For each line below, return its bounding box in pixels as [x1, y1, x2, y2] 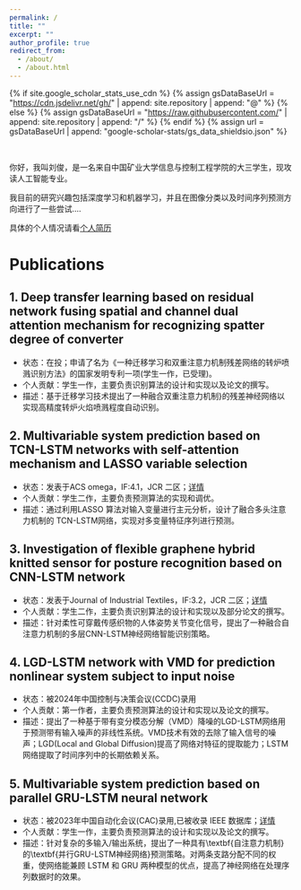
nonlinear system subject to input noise [9, 668, 236, 684]
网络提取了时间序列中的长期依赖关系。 [21, 750, 164, 761]
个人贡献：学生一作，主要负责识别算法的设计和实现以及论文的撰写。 [21, 379, 274, 390]
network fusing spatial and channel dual [9, 304, 239, 319]
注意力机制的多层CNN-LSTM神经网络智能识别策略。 [21, 628, 215, 639]
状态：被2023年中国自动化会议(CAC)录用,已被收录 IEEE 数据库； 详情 [21, 816, 276, 826]
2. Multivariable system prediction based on [9, 428, 261, 444]
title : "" [9, 22, 47, 31]
